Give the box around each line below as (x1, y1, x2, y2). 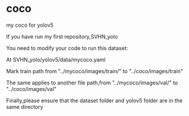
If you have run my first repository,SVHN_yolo (6, 33, 118, 40)
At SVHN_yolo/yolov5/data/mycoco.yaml (6, 56, 106, 63)
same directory (6, 103, 44, 110)
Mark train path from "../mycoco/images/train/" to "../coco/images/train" (6, 67, 184, 74)
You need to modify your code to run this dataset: (6, 44, 128, 52)
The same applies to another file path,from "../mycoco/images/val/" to (6, 79, 178, 86)
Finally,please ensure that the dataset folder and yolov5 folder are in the (6, 97, 183, 104)
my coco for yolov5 (6, 21, 54, 29)
